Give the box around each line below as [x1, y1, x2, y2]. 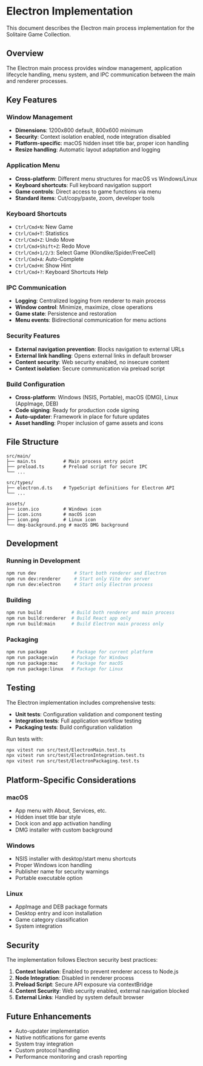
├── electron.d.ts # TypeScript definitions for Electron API [6, 485, 175, 491]
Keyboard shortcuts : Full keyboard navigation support [15, 181, 151, 188]
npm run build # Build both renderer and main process [6, 610, 175, 616]
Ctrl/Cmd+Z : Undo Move [15, 236, 75, 244]
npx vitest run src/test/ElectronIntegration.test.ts [6, 753, 145, 759]
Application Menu [6, 161, 60, 170]
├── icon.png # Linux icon [6, 516, 96, 522]
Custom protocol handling [15, 1047, 80, 1054]
